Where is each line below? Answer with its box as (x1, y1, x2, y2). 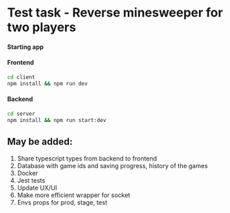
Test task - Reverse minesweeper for (7, 5, 223, 21)
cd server (7, 110, 36, 117)
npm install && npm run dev (7, 80, 88, 87)
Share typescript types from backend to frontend (17, 154, 157, 163)
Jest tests (17, 176, 46, 184)
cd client (7, 74, 36, 81)
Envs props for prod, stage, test (17, 198, 108, 206)
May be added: (7, 136, 73, 148)
